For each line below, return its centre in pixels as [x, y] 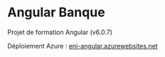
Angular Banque [56, 12]
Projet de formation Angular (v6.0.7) [60, 32]
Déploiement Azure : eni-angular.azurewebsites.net [82, 46]
